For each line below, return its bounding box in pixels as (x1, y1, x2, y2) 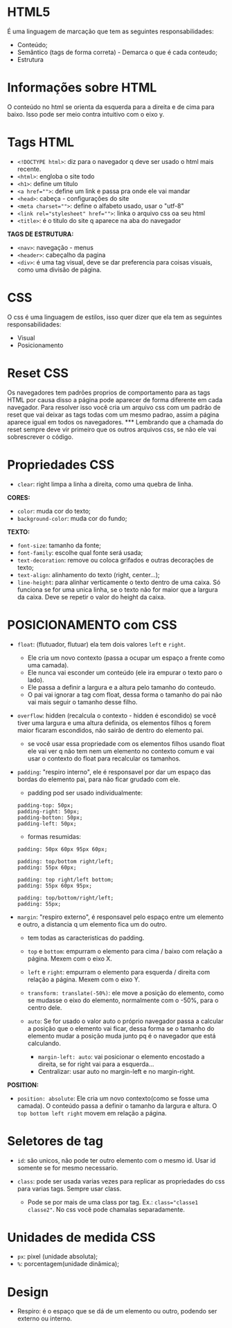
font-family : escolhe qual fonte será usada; (17, 548, 143, 556)
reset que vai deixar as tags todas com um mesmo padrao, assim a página (7, 410, 220, 419)
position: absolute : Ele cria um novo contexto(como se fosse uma (17, 1094, 209, 1102)
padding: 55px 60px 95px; (17, 882, 92, 889)
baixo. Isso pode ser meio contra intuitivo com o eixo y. (7, 110, 165, 118)
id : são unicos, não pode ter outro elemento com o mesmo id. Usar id (17, 1156, 216, 1164)
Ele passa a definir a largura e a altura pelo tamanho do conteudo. (27, 683, 216, 691)
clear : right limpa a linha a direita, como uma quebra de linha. (17, 480, 193, 488)
